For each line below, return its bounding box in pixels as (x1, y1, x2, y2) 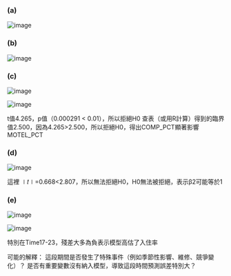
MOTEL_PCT (7, 130, 43, 139)
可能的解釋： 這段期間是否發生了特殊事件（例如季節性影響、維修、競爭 (7, 253, 208, 262)
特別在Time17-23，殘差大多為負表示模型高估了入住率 (7, 238, 159, 246)
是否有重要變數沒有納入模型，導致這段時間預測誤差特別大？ (26, 262, 197, 270)
